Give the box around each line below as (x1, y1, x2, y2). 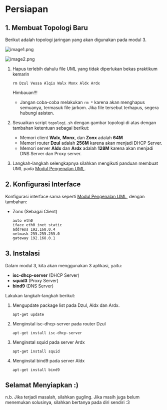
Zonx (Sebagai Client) (12, 208, 57, 214)
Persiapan (5, 4, 48, 15)
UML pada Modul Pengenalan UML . (12, 166, 86, 171)
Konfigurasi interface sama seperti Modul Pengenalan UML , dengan (5, 193, 145, 199)
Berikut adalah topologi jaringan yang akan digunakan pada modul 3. (5, 37, 146, 43)
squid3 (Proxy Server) (12, 277, 59, 283)
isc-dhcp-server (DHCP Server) (12, 272, 80, 278)
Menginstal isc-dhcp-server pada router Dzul (12, 320, 106, 326)
